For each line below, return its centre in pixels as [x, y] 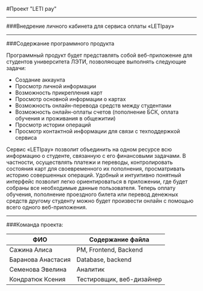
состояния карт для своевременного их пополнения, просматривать [96, 168]
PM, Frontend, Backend [110, 250]
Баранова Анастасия [40, 260]
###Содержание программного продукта [60, 44]
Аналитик [91, 270]
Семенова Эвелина [38, 270]
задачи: [16, 68]
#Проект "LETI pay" [31, 9]
